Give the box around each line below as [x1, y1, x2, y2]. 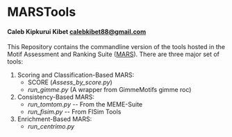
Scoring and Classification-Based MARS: [17, 71, 135, 80]
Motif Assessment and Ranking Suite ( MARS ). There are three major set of [7, 50, 220, 59]
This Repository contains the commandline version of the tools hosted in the [7, 43, 226, 51]
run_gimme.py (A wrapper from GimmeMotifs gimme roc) [27, 86, 192, 94]
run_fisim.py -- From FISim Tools [27, 108, 122, 116]
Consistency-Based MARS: [17, 93, 95, 101]
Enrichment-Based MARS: [17, 115, 92, 123]
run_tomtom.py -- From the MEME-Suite [27, 100, 143, 109]
